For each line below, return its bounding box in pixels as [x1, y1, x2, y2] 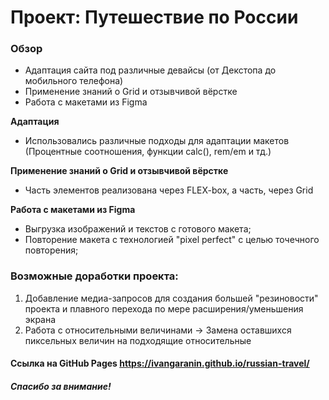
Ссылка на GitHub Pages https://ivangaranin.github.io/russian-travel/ [10, 357, 310, 370]
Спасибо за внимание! [10, 380, 112, 392]
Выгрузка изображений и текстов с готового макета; [24, 223, 252, 235]
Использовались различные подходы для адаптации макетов [24, 135, 290, 147]
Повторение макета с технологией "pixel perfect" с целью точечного [24, 234, 320, 246]
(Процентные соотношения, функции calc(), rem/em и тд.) [24, 146, 272, 158]
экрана [24, 313, 57, 325]
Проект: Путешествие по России [10, 6, 299, 29]
